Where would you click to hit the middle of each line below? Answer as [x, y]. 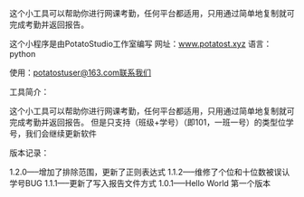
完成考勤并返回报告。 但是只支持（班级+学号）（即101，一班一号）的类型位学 [152, 122]
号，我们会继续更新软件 [53, 133]
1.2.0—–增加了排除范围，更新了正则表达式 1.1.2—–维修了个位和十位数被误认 [150, 172]
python [23, 54]
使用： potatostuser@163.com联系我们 [81, 72]
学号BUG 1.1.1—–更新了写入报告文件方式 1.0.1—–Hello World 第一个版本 [140, 183]
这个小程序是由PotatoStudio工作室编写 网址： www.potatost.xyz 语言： [141, 44]
